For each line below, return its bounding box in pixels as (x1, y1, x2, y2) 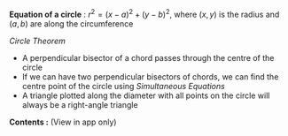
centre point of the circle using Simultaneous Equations (21, 80, 226, 91)
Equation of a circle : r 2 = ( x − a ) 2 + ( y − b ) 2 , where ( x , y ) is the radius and (9, 8, 280, 19)
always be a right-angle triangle (21, 99, 139, 110)
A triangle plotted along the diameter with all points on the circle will (21, 90, 270, 101)
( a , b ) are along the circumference (9, 18, 134, 29)
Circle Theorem (9, 35, 66, 46)
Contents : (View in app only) (9, 117, 117, 127)
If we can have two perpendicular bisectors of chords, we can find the (21, 71, 279, 82)
